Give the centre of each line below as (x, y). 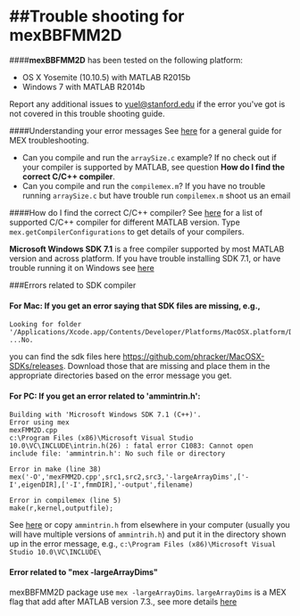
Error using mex (39, 423)
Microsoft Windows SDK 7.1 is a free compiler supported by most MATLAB (147, 249)
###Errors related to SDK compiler (73, 285)
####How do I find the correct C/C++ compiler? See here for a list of (136, 212)
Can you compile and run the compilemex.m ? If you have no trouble (144, 185)
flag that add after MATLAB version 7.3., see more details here (123, 601)
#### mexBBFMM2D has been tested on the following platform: (126, 60)
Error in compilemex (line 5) (66, 501)
